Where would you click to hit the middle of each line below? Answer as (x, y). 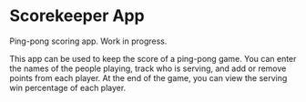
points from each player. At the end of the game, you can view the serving (148, 77)
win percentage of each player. (68, 87)
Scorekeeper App (77, 16)
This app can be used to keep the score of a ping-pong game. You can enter (153, 58)
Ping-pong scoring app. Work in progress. (88, 41)
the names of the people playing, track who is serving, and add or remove (148, 68)
